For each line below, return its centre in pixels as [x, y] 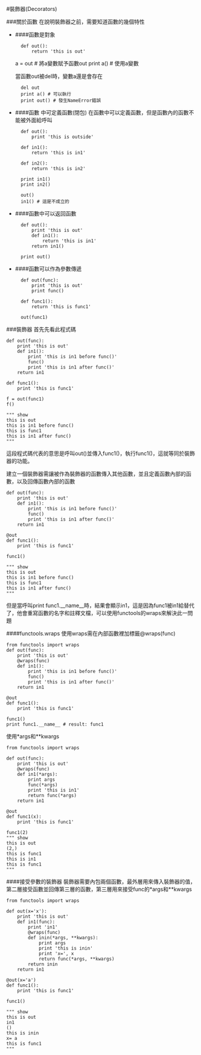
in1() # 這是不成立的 [45, 202]
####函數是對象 [35, 35]
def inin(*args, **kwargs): [63, 938]
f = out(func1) [25, 399]
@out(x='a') [21, 980]
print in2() [36, 185]
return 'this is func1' [61, 307]
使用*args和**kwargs [33, 736]
